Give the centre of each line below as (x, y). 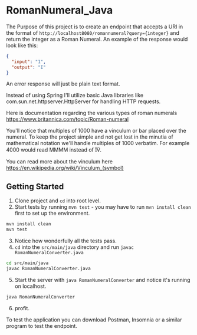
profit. (22, 308)
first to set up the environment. (52, 214)
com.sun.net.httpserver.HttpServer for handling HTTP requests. (83, 101)
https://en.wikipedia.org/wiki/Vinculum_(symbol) (65, 168)
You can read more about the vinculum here (60, 162)
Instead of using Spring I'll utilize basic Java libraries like (75, 96)
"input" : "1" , (29, 62)
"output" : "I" (29, 67)
